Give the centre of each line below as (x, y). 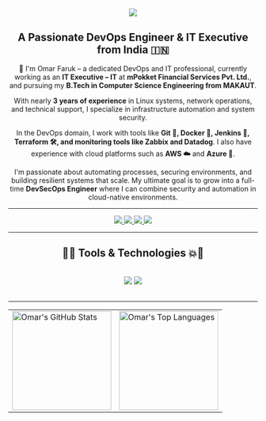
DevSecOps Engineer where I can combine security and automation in (141, 189)
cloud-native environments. (133, 197)
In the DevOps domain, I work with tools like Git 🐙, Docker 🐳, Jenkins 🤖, (133, 133)
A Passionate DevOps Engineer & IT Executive (133, 37)
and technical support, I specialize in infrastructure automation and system (133, 109)
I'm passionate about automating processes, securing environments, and (133, 172)
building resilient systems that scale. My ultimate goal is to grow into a (125, 180)
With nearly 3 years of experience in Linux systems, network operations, (133, 101)
